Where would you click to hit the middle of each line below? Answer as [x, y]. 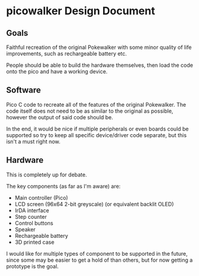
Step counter [31, 216]
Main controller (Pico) [41, 197]
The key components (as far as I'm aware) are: [63, 186]
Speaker [25, 229]
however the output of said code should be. [60, 117]
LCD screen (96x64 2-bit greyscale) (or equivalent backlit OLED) [94, 204]
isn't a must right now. [33, 141]
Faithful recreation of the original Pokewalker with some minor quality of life [99, 47]
